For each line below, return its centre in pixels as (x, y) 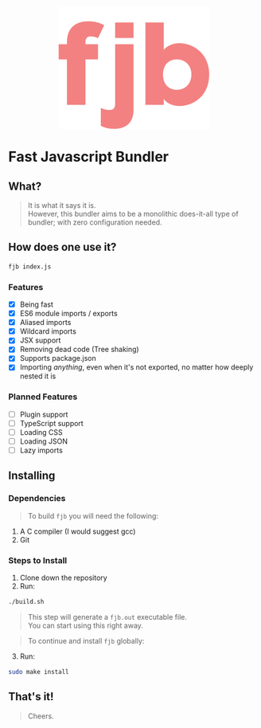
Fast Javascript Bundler (89, 157)
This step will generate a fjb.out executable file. (107, 616)
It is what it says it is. (62, 205)
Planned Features (43, 397)
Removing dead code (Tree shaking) (79, 350)
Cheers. (41, 716)
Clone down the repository (63, 578)
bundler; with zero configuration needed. (95, 222)
